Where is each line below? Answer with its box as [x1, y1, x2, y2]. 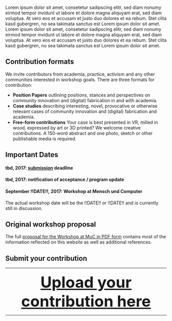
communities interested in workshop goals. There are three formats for [5, 77, 155, 83]
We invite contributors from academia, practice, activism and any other [5, 71, 155, 77]
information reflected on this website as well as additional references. [5, 239, 152, 246]
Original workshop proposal [5, 220, 96, 229]
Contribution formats [5, 58, 74, 66]
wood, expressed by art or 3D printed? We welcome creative [12, 124, 141, 130]
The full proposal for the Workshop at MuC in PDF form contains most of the [5, 234, 166, 240]
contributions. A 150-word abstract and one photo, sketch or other [12, 130, 153, 136]
